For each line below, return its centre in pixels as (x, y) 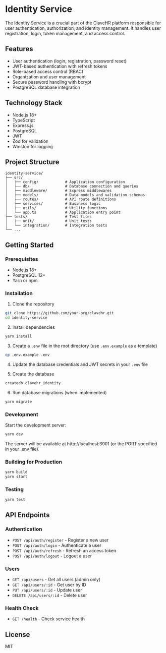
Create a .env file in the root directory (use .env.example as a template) (85, 346)
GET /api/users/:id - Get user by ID (49, 585)
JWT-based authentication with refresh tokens (60, 66)
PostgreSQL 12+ (29, 275)
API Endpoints (28, 515)
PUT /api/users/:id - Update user (47, 590)
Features (19, 49)
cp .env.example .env (28, 355)
